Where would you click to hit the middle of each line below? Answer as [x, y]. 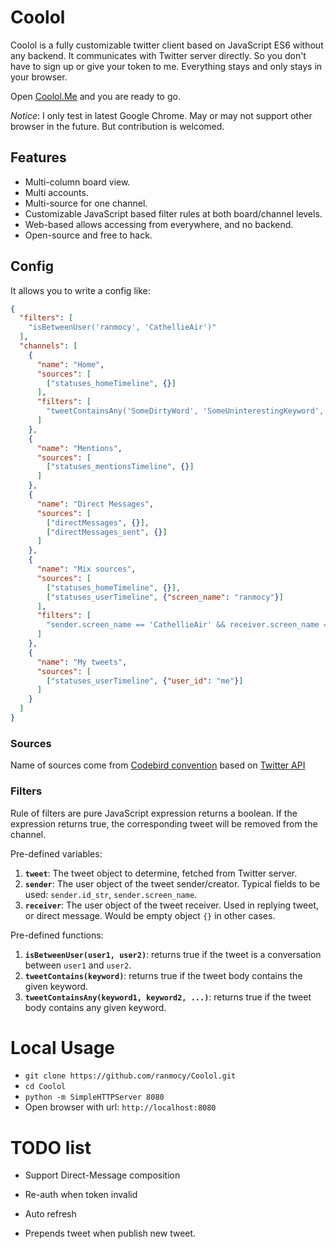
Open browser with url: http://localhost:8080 [120, 1107]
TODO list [51, 1147]
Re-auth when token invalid [81, 1195]
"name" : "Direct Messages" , [95, 504]
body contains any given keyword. [95, 1007]
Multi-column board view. [77, 182]
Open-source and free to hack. [88, 235]
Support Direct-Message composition [102, 1175]
